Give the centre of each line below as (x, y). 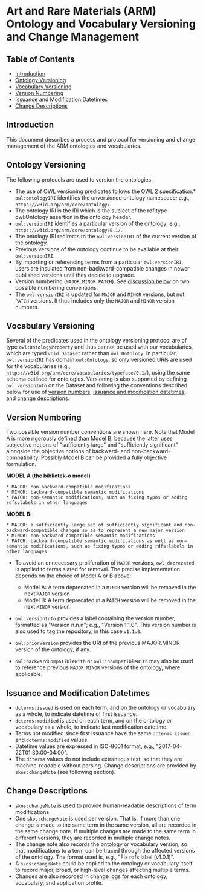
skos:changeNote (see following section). (65, 772)
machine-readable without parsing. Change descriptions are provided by (105, 766)
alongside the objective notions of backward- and (68, 451)
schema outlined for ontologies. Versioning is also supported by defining (97, 379)
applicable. (29, 674)
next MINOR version (47, 607)
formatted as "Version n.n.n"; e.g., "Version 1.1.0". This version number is (105, 625)
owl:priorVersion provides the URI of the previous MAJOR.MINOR (97, 643)
